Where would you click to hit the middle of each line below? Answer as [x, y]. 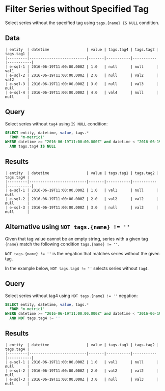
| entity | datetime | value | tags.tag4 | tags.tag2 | [82, 49]
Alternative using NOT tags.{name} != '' [68, 227]
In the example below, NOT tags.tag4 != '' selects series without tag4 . [77, 268]
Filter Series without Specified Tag [77, 9]
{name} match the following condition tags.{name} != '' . [62, 244]
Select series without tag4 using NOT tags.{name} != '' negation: [71, 296]
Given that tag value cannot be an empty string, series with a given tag [77, 239]
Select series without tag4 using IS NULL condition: [56, 123]
